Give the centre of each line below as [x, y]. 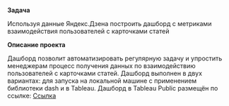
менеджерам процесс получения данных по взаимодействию [101, 66]
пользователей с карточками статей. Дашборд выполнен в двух [105, 73]
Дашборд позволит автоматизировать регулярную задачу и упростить [115, 58]
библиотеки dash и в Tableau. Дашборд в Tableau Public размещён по [113, 88]
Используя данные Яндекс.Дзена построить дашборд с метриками [110, 24]
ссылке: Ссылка [32, 95]
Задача [19, 10]
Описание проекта [36, 45]
